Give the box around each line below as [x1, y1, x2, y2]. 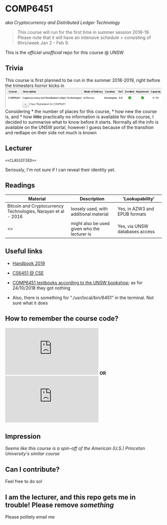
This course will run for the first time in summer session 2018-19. [17, 29, 150, 35]
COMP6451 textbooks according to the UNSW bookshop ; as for [12, 279, 143, 285]
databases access [117, 228, 155, 235]
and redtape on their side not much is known [5, 129, 97, 135]
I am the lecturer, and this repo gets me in [5, 493, 136, 502]
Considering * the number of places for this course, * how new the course [5, 108, 157, 114]
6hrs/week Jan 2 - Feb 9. [17, 39, 70, 45]
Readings [5, 181, 35, 190]
